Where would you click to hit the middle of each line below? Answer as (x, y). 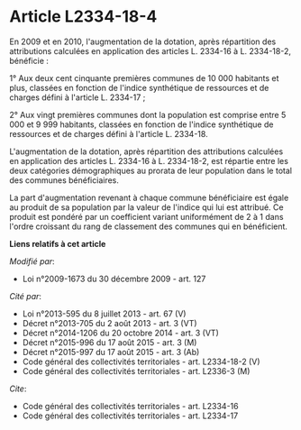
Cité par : (26, 296)
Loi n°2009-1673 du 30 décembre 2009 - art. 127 (114, 279)
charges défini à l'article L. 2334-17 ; (78, 97)
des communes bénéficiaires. (64, 180)
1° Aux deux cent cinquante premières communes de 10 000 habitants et (144, 78)
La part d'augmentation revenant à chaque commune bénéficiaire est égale (149, 197)
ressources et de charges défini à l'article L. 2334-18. (109, 133)
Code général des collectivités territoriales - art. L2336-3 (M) (136, 371)
